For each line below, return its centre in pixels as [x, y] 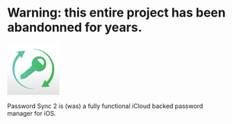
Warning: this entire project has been [116, 13]
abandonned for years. [75, 27]
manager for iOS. [32, 113]
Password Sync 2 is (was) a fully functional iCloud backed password [105, 106]
